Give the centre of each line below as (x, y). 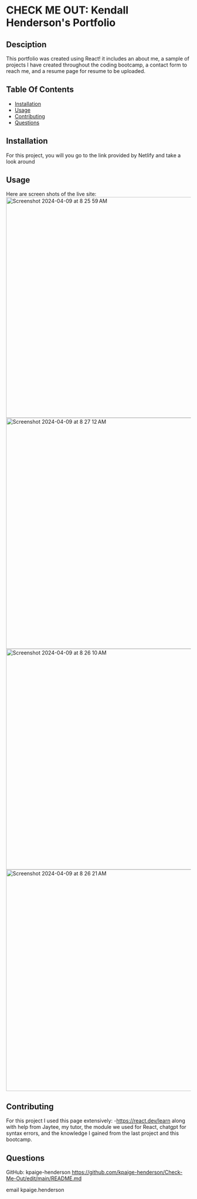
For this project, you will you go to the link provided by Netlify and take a (94, 155)
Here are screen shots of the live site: (51, 194)
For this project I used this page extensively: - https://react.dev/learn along (96, 1121)
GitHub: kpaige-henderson (38, 1173)
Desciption (26, 44)
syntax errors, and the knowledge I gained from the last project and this (93, 1133)
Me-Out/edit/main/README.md (44, 1178)
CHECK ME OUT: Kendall (67, 10)
